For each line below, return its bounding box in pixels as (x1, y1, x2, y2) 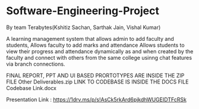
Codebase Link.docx (6, 84, 57, 91)
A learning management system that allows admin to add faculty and (6, 35, 174, 42)
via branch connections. (6, 60, 65, 68)
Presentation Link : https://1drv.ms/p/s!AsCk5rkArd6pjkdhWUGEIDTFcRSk (6, 96, 187, 103)
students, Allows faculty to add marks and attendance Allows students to (6, 41, 185, 49)
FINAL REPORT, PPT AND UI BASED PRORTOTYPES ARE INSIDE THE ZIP (6, 72, 185, 79)
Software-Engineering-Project (6, 4, 159, 18)
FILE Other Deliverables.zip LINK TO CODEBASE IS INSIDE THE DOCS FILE (6, 78, 189, 85)
